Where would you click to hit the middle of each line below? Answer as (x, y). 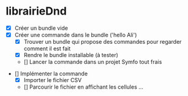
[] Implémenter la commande (51, 74)
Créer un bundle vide (41, 28)
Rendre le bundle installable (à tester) (71, 55)
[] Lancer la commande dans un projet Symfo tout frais (93, 62)
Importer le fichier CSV (53, 80)
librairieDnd (36, 11)
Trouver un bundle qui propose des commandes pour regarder (103, 42)
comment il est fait (47, 49)
